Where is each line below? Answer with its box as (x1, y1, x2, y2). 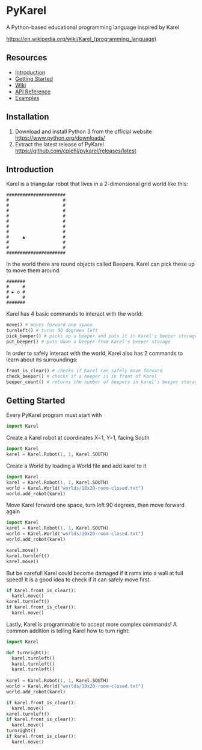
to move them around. (6, 267, 61, 274)
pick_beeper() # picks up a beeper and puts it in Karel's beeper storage (6, 333, 198, 339)
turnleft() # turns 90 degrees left (6, 328, 98, 334)
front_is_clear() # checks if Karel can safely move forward (6, 367, 163, 373)
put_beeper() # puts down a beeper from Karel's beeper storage (6, 339, 171, 345)
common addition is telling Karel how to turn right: (6, 627, 130, 634)
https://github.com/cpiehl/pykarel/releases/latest (14, 147, 136, 154)
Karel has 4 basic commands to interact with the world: (6, 310, 143, 317)
